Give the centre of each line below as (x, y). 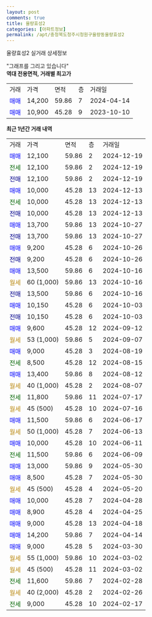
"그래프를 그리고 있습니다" (38, 66)
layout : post (23, 12)
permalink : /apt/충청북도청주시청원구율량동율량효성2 (65, 35)
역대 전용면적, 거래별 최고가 (39, 74)
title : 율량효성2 (26, 23)
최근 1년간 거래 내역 (29, 129)
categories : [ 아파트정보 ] (36, 29)
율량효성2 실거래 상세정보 (37, 53)
